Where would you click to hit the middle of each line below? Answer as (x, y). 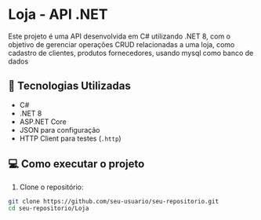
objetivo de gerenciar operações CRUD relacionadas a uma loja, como (121, 44)
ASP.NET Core (43, 121)
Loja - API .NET (58, 15)
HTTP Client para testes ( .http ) (70, 138)
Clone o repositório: (51, 187)
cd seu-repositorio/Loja (49, 209)
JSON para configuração (60, 130)
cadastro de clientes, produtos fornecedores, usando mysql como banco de (131, 53)
